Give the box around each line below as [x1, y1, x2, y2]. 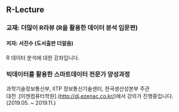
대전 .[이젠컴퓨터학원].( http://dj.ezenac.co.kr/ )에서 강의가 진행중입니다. [6, 92, 174, 99]
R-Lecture [6, 5, 45, 15]
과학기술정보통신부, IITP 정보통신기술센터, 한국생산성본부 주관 [6, 85, 150, 92]
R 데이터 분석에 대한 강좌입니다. [6, 54, 80, 61]
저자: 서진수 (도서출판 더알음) [6, 39, 73, 46]
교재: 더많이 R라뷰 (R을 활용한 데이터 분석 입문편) [6, 24, 138, 32]
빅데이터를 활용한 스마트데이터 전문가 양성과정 [6, 70, 130, 79]
